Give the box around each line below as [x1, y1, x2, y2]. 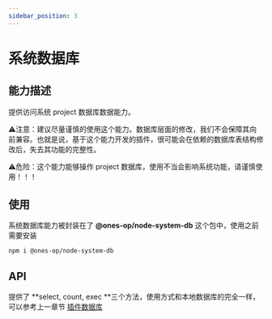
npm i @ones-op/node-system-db [8, 247, 114, 255]
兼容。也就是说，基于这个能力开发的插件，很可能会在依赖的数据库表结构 [15, 134, 257, 144]
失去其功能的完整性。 [29, 144, 101, 154]
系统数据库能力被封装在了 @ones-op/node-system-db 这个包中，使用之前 [8, 220, 259, 231]
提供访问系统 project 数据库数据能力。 [8, 107, 136, 117]
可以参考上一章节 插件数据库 [8, 302, 103, 312]
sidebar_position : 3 [8, 11, 79, 20]
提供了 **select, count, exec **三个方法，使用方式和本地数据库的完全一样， [8, 292, 261, 302]
